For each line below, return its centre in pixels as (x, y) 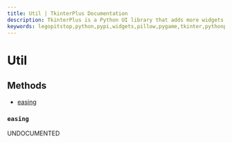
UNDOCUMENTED (33, 133)
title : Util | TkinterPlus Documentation (68, 13)
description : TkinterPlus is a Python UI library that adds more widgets (116, 20)
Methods (27, 86)
